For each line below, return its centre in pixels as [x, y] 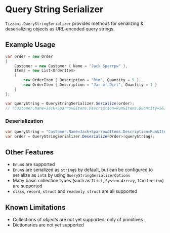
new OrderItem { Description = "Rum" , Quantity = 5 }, [82, 80]
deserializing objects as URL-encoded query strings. [60, 28]
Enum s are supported [34, 164]
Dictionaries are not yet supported [48, 225]
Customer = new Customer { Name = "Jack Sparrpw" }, [71, 66]
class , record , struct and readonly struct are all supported [75, 191]
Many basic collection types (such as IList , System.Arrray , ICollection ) [88, 181]
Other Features [30, 152]
